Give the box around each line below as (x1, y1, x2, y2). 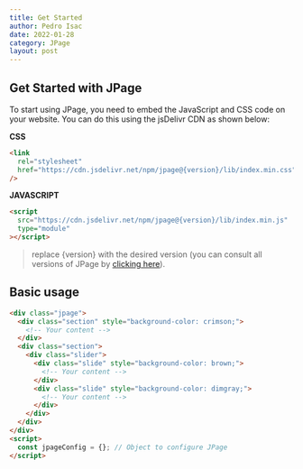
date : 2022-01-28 (9, 30, 75, 39)
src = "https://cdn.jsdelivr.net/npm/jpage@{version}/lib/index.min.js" (17, 216, 289, 225)
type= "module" (17, 225, 70, 234)
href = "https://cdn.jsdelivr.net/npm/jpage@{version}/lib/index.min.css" (17, 165, 297, 174)
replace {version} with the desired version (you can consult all (31, 249, 263, 260)
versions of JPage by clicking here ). (31, 258, 165, 269)
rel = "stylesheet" (17, 157, 83, 166)
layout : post (9, 47, 59, 56)
